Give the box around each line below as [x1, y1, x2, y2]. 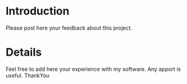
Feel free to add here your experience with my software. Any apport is [5, 65, 182, 73]
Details [5, 45, 42, 59]
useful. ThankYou [5, 71, 50, 79]
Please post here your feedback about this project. [5, 24, 133, 31]
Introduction [5, 4, 70, 18]
